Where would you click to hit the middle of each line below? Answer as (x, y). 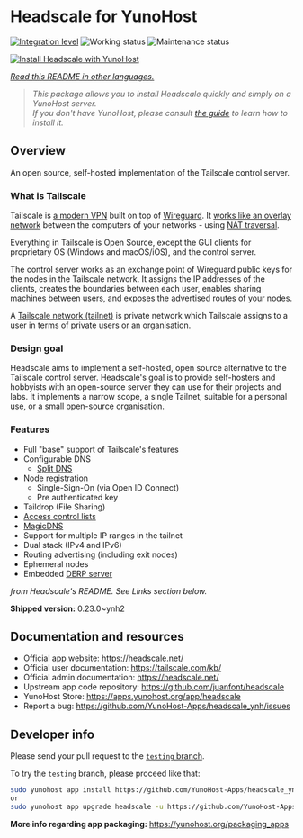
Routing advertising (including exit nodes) (100, 554)
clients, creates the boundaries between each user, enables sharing (136, 289)
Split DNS (54, 468)
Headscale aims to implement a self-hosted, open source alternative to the (148, 368)
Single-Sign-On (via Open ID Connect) (108, 487)
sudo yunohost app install (61, 790)
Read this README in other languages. (82, 76)
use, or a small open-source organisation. (87, 406)
